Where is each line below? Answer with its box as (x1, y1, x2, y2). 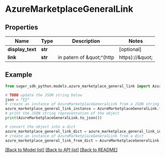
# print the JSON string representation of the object (5, 111, 120, 116)
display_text (7, 46, 37, 53)
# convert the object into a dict (5, 124, 76, 129)
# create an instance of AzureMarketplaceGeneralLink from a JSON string (5, 102, 160, 107)
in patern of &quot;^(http (58, 54, 114, 61)
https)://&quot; (119, 54, 153, 61)
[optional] (119, 46, 141, 53)
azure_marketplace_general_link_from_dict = (5, 138, 98, 143)
